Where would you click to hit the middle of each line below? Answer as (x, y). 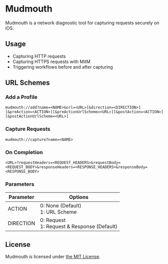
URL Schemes (28, 83)
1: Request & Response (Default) (79, 227)
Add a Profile (21, 97)
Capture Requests (28, 129)
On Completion (24, 152)
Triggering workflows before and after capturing (63, 67)
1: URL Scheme (59, 212)
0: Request (53, 220)
